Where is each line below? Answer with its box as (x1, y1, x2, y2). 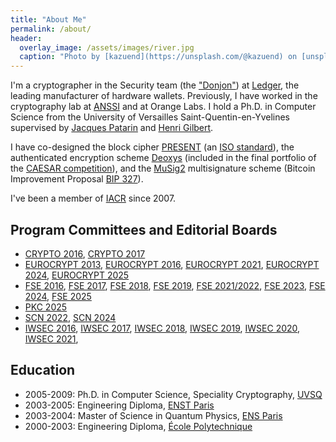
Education (10, 362, 76, 379)
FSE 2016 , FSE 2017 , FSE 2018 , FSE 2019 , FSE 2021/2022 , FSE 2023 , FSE (24, 279, 326, 291)
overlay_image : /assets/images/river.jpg (19, 42, 195, 53)
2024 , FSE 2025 (24, 290, 92, 302)
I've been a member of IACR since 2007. (10, 192, 177, 205)
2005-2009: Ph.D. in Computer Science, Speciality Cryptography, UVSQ (24, 388, 323, 400)
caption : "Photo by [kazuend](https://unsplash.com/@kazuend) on (19, 52, 298, 62)
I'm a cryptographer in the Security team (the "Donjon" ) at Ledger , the (10, 79, 300, 91)
